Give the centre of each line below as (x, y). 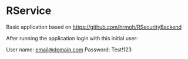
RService (29, 11)
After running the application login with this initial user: (72, 38)
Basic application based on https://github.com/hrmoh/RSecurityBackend (94, 27)
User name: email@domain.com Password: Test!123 (69, 49)
